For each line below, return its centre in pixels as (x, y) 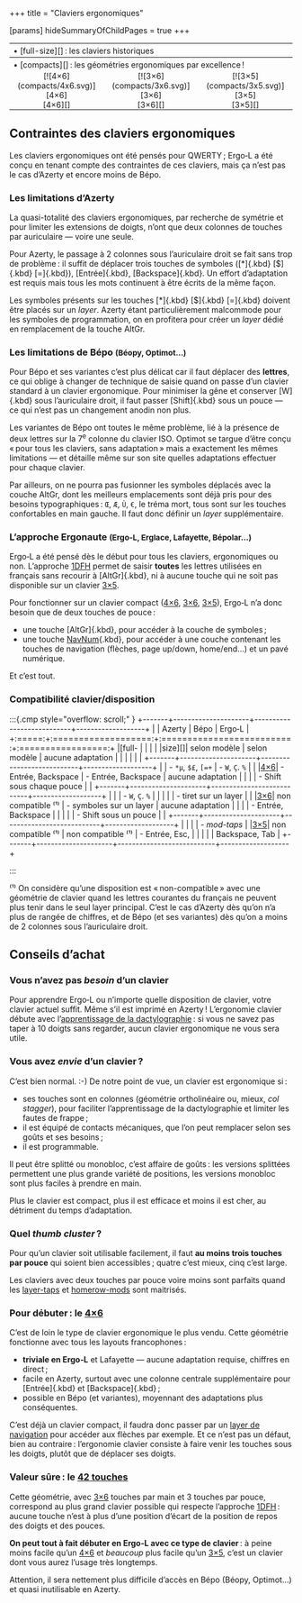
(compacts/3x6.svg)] (151, 86)
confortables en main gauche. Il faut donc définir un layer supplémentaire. (147, 514)
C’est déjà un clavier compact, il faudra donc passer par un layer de (135, 1425)
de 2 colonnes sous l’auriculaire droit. (79, 926)
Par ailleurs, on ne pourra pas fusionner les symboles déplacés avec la (140, 485)
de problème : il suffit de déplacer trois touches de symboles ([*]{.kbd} (140, 264)
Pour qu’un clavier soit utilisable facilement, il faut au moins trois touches (146, 1252)
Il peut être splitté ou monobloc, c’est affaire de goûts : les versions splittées (150, 1164)
